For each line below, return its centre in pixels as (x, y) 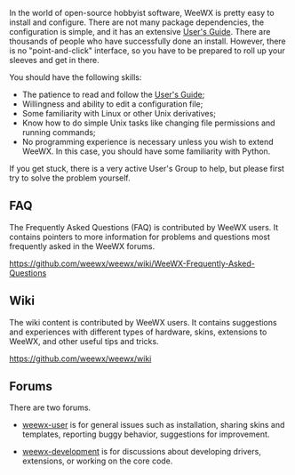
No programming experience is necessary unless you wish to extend (147, 142)
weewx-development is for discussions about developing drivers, (142, 452)
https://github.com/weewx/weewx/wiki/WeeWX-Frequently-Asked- (132, 263)
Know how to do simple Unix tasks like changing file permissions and (148, 123)
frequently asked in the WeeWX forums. (82, 246)
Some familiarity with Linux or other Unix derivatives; (119, 113)
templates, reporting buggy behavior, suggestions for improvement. (146, 434)
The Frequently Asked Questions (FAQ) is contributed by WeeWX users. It (144, 227)
